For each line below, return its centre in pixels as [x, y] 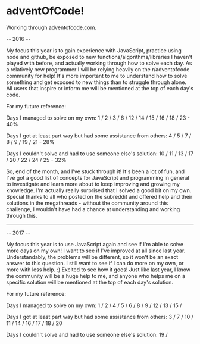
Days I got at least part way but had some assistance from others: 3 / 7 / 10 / [100, 317]
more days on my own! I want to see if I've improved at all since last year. [96, 251]
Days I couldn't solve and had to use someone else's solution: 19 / [87, 334]
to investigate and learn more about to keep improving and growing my [93, 184]
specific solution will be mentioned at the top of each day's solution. [90, 282]
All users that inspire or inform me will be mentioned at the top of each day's [100, 88]
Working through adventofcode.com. [51, 27]
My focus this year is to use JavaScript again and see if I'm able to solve [95, 244]
